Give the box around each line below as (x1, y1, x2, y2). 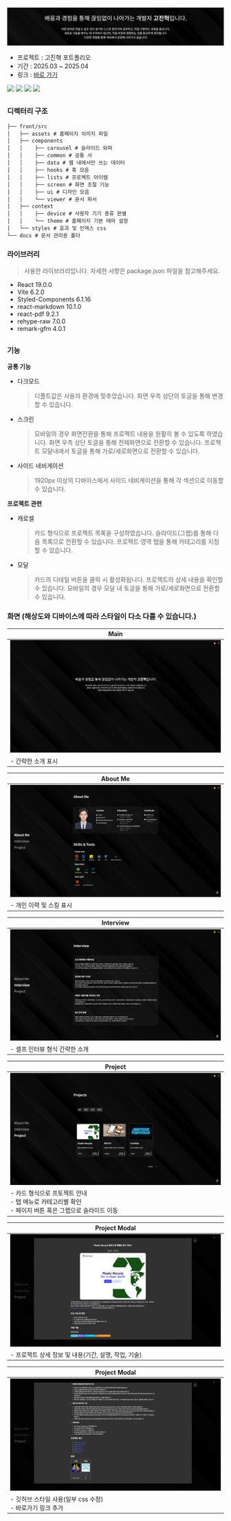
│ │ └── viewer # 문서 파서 (7, 196, 98, 203)
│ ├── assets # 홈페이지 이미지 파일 (7, 130, 109, 138)
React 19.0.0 (16, 280, 52, 288)
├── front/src (7, 123, 48, 130)
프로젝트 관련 (7, 499, 43, 508)
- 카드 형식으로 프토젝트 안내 (10, 1189, 87, 1197)
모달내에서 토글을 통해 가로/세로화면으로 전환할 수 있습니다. (41, 447, 200, 455)
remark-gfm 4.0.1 (16, 324, 66, 332)
